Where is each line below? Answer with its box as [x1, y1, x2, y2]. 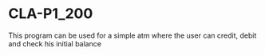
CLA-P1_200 [8, 5, 93, 23]
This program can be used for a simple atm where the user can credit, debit [8, 31, 257, 40]
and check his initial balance [8, 38, 102, 48]
